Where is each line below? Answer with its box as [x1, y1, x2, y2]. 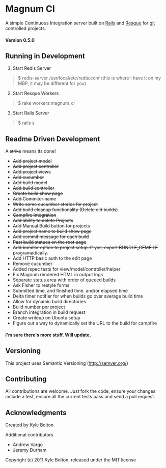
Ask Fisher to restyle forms [12, 282, 70, 288]
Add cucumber [12, 174, 44, 181]
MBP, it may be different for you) [17, 80, 87, 86]
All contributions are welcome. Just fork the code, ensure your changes [5, 388, 156, 394]
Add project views [12, 169, 51, 175]
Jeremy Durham [12, 447, 47, 453]
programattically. [12, 250, 48, 256]
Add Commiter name [12, 196, 57, 202]
